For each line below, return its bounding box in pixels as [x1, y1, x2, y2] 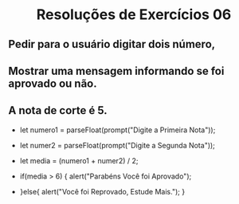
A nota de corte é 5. [8, 104, 108, 117]
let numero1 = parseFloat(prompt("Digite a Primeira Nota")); [19, 125, 216, 135]
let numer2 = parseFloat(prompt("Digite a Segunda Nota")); [19, 140, 215, 150]
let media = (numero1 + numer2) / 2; [19, 155, 139, 165]
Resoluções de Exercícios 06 [36, 6, 232, 24]
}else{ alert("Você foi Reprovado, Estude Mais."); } [19, 186, 186, 196]
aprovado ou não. [8, 76, 97, 90]
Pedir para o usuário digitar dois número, [8, 37, 216, 51]
